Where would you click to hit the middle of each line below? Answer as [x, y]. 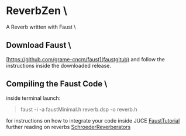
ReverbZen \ [37, 11]
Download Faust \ [39, 45]
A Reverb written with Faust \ [41, 27]
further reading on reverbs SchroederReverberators [68, 127]
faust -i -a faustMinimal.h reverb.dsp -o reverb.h [79, 109]
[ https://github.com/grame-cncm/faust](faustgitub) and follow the [85, 59]
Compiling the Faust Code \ [57, 84]
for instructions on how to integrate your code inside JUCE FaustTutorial [93, 120]
